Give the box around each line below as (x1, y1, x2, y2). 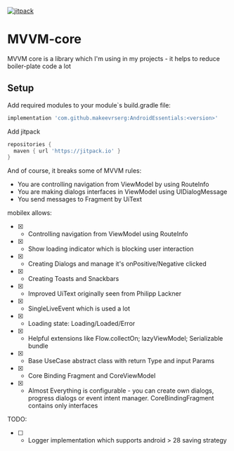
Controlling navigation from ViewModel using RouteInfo (27, 230, 188, 238)
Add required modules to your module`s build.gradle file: (7, 100, 171, 109)
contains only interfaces (27, 401, 98, 410)
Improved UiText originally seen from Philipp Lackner (27, 289, 181, 298)
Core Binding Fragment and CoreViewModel (27, 372, 156, 380)
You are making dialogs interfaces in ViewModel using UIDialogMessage (17, 188, 228, 196)
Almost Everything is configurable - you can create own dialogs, (27, 386, 214, 395)
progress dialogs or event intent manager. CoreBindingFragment (27, 394, 214, 403)
